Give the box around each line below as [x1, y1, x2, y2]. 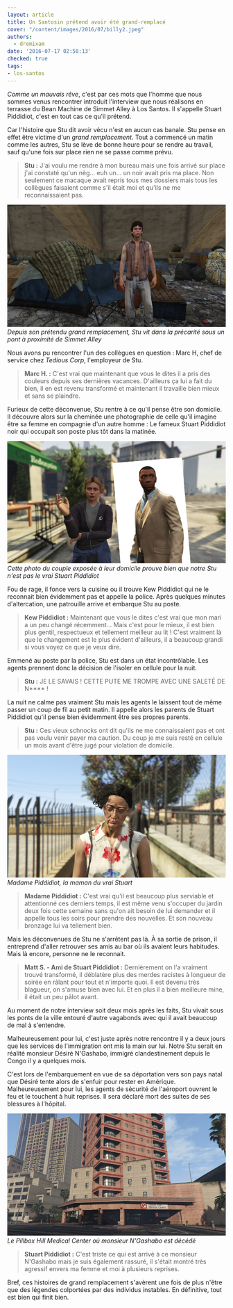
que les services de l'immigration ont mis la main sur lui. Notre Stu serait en [7, 1042, 223, 1050]
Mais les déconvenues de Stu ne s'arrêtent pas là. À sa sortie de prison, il [7, 935, 217, 943]
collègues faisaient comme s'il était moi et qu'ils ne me [24, 183, 181, 191]
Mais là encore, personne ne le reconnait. [7, 949, 126, 958]
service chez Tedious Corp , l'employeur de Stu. [7, 356, 144, 364]
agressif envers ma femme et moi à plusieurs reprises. [24, 1265, 180, 1273]
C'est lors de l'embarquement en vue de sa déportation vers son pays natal [7, 1069, 223, 1078]
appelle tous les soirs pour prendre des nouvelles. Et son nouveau [24, 914, 214, 922]
